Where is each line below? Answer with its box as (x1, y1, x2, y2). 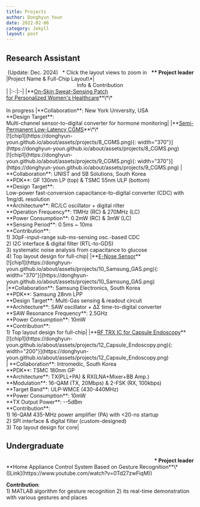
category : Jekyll (6, 25, 49, 32)
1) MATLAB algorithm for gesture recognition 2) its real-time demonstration (6, 487, 190, 494)
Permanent (6, 126, 33, 133)
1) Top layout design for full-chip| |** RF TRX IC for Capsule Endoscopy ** (6, 329, 186, 336)
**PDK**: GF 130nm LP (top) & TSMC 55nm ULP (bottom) (6, 177, 150, 184)
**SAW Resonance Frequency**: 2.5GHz (6, 310, 108, 317)
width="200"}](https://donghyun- (6, 347, 89, 355)
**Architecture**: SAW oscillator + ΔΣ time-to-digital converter (6, 303, 162, 310)
